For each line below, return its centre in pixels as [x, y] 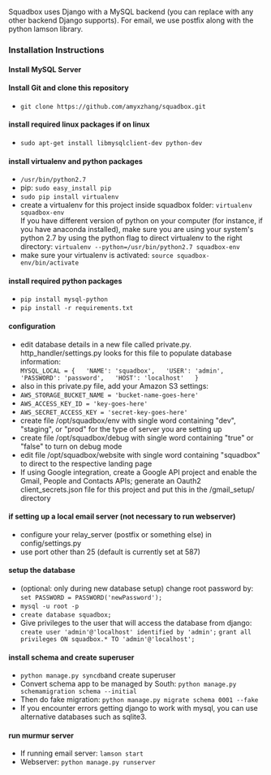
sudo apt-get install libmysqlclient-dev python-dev [111, 143]
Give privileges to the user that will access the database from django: [136, 622]
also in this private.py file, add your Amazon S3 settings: [114, 385]
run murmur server [41, 735]
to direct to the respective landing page [86, 463]
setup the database [42, 570]
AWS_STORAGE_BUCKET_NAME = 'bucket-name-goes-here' [109, 395]
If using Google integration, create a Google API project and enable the [138, 472]
